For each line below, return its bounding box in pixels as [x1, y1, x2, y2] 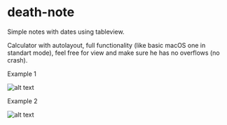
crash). [7, 55, 28, 64]
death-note [7, 4, 75, 20]
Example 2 [7, 96, 38, 105]
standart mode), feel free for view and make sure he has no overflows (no [7, 48, 220, 57]
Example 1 [7, 70, 36, 78]
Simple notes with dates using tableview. [7, 27, 125, 36]
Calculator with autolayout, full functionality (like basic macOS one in [7, 41, 206, 49]
